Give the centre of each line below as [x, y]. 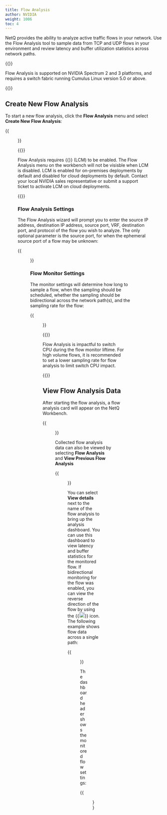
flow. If [75, 567]
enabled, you [81, 588]
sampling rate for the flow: [57, 306]
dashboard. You [84, 530]
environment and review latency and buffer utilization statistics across [77, 48]
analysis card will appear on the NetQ [81, 408]
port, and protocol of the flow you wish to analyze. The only [79, 231]
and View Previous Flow [80, 458]
